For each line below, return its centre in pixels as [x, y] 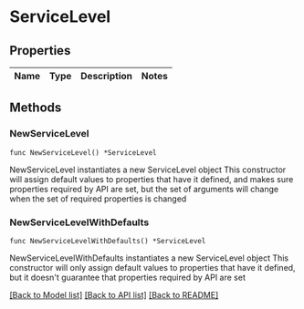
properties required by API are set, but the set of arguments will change [144, 189]
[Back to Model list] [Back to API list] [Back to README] [114, 294]
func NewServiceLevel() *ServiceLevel [83, 152]
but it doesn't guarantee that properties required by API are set [128, 277]
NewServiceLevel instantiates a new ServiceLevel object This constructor [148, 170]
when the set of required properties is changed [98, 199]
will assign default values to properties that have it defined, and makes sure [152, 179]
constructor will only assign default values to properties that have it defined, [152, 267]
